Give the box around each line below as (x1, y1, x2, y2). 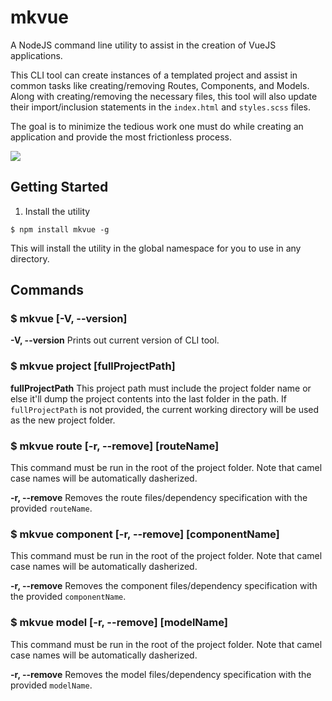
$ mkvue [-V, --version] (10, 312, 128, 326)
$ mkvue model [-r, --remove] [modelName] (10, 616, 228, 630)
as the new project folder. (10, 414, 116, 426)
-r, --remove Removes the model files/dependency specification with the (10, 668, 312, 680)
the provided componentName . (10, 591, 127, 603)
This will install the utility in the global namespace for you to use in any (10, 242, 302, 254)
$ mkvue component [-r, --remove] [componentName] (10, 527, 280, 541)
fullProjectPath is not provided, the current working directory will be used (10, 403, 320, 415)
